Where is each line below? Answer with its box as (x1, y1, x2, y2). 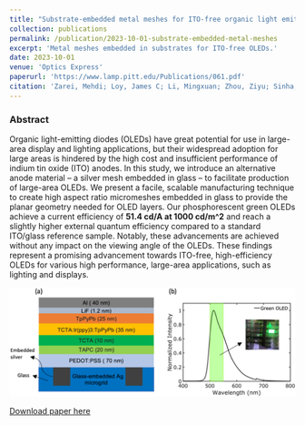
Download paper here (9, 406, 91, 417)
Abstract (9, 113, 50, 126)
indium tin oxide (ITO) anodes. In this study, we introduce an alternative (9, 163, 276, 174)
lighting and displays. (9, 269, 89, 280)
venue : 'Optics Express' (9, 63, 103, 72)
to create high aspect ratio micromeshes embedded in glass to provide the (9, 192, 289, 203)
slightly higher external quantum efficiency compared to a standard (9, 221, 261, 232)
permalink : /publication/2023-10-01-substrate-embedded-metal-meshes (9, 34, 279, 43)
